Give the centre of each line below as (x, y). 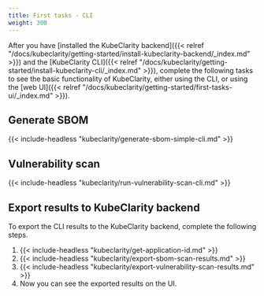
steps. (18, 235)
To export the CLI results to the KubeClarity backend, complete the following (132, 226)
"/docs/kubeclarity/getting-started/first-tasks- (157, 87)
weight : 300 (28, 23)
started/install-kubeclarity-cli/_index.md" (75, 70)
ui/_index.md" (31, 95)
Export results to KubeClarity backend (104, 207)
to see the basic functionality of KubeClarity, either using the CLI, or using (128, 79)
